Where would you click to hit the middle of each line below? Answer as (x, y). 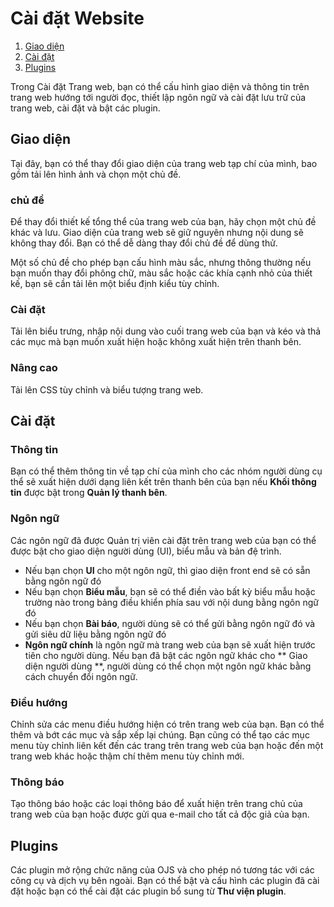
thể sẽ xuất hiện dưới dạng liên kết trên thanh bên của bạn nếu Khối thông (163, 482)
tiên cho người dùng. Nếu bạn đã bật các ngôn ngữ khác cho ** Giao (166, 655)
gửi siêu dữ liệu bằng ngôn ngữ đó (95, 634)
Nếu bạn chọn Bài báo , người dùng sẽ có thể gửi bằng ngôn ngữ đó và (170, 623)
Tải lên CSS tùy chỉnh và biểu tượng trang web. (107, 389)
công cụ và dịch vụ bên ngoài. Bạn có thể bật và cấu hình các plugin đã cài (165, 881)
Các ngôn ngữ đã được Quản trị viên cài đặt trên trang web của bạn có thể (163, 540)
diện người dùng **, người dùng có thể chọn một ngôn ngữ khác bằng (168, 666)
